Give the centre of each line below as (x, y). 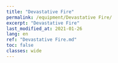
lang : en (17, 34)
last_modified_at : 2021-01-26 (44, 28)
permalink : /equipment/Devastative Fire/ (59, 17)
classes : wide (24, 51)
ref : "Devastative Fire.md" (42, 40)
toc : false (20, 46)
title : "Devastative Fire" (40, 12)
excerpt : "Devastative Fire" (43, 23)
